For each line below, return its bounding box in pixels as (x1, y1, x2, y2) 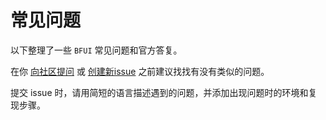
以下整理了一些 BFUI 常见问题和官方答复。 (10, 44, 183, 56)
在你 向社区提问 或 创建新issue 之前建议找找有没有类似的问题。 (10, 65, 270, 77)
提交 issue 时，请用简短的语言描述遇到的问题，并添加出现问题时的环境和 (10, 86, 309, 98)
